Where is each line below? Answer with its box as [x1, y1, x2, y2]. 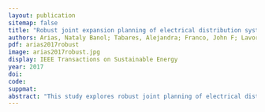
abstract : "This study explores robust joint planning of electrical [8, 92, 242, 100]
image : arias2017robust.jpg [8, 48, 101, 56]
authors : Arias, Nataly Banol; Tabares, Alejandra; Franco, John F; [8, 33, 238, 42]
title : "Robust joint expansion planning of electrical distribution [8, 26, 242, 34]
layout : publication [8, 11, 77, 20]
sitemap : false [8, 19, 58, 27]
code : [8, 77, 26, 85]
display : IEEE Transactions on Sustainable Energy [8, 56, 178, 64]
